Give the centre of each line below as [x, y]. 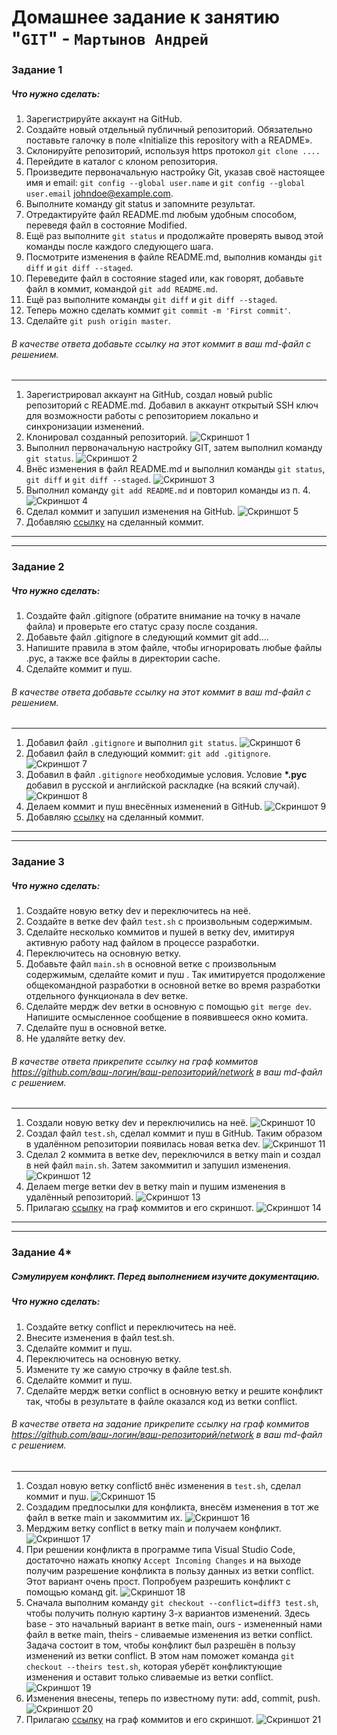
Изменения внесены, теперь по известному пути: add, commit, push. [173, 1698]
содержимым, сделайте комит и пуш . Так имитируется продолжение [175, 975]
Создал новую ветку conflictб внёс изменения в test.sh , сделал [163, 1485]
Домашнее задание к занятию [146, 17]
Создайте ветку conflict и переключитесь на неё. [131, 1327]
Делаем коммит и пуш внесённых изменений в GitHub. [144, 807]
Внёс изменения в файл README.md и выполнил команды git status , [175, 469]
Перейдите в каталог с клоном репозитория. [121, 162]
